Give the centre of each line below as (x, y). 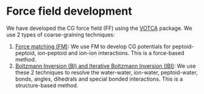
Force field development (69, 11)
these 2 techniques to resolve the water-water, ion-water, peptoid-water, (106, 72)
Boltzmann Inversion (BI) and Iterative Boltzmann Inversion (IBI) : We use (105, 66)
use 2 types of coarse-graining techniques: (61, 34)
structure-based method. (47, 85)
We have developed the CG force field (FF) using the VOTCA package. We (99, 28)
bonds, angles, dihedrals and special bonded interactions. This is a (99, 79)
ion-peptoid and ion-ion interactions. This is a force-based (111, 52)
